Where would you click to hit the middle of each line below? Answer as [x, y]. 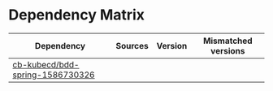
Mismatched [228, 41]
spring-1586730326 [54, 75]
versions [228, 50]
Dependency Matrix [76, 15]
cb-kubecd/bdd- [46, 64]
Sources [132, 45]
